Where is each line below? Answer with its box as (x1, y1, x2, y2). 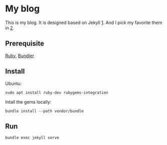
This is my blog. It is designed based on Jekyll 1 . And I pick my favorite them (5, 19, 162, 25)
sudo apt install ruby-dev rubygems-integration (5, 90, 108, 95)
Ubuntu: (5, 80, 22, 86)
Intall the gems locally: (5, 98, 51, 105)
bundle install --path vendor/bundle (5, 108, 84, 113)
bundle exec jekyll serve (5, 135, 59, 140)
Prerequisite (5, 39, 44, 48)
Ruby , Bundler (5, 52, 34, 58)
